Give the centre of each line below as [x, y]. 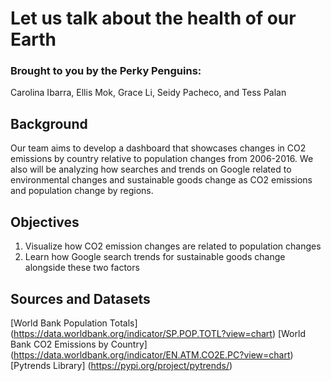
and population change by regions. [82, 191]
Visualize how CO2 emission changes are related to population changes [173, 246]
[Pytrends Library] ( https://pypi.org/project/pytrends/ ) [121, 365]
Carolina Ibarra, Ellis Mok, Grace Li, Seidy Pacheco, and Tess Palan [148, 93]
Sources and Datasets [80, 298]
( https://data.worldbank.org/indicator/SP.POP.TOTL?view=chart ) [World [158, 333]
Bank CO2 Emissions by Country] [79, 344]
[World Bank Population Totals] [74, 323]
